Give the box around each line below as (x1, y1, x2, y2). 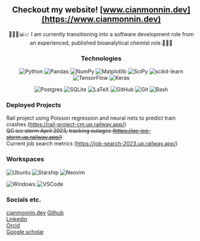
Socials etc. (6, 195, 42, 204)
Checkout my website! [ (11, 5, 104, 15)
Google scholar (6, 228, 44, 235)
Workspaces (6, 155, 45, 163)
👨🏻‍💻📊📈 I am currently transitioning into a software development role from (8, 30, 194, 38)
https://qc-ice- (114, 127, 151, 135)
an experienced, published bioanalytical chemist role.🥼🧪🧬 (30, 39, 173, 46)
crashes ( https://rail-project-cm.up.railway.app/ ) (6, 121, 127, 128)
